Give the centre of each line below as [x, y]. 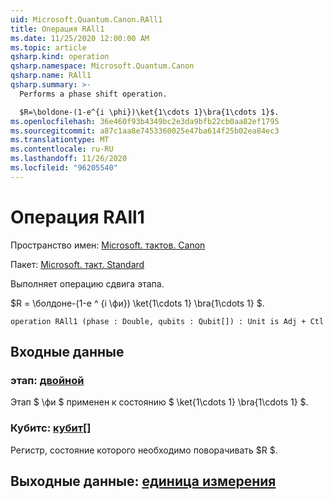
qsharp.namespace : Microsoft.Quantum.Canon [102, 66]
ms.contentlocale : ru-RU [62, 149]
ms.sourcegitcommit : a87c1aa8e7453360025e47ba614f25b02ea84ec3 [145, 131]
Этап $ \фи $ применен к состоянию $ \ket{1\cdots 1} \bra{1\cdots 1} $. [159, 402]
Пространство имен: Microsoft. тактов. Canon [108, 245]
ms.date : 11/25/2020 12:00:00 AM [80, 38]
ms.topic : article [48, 47]
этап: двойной [47, 380]
